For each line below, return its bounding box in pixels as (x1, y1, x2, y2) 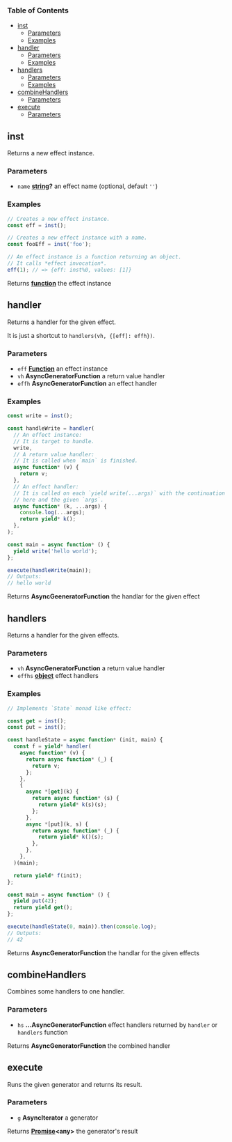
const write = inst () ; (7, 412, 73, 419)
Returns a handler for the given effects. (7, 631, 119, 640)
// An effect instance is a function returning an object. (7, 254, 182, 261)
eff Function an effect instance (17, 364, 108, 373)
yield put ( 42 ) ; (13, 897, 58, 904)
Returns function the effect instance (7, 279, 112, 287)
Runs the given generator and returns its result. (7, 1080, 142, 1088)
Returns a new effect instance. (7, 149, 95, 157)
